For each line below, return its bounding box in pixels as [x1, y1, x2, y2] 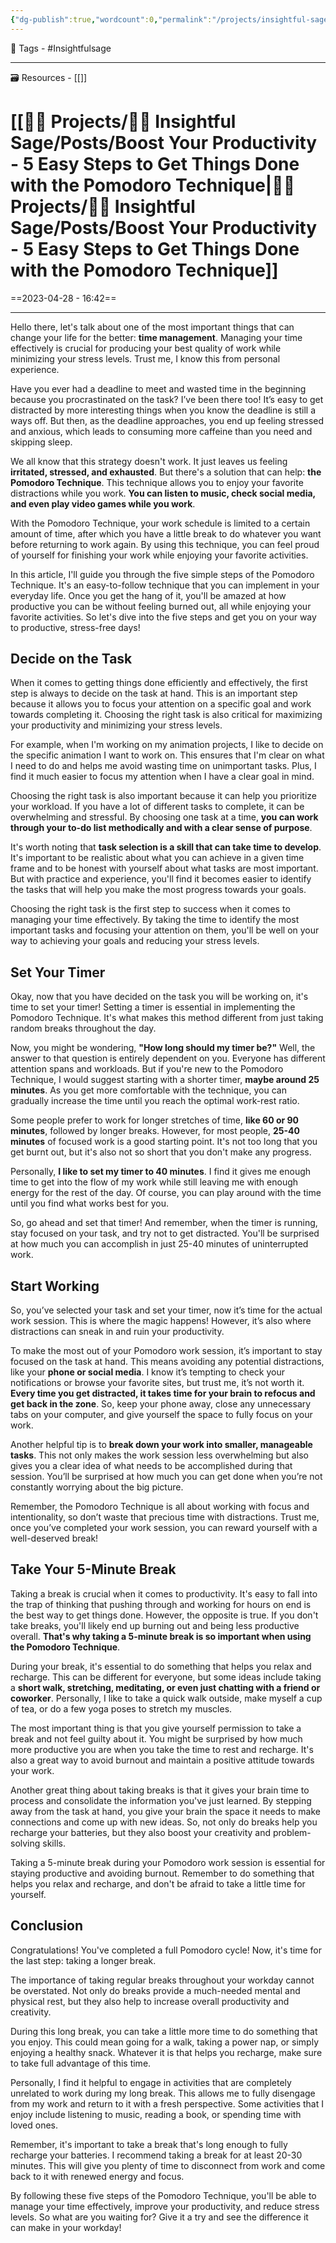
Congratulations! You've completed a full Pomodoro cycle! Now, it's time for [10, 1944, 323, 1956]
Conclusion [10, 1917, 84, 1935]
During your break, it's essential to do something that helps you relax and [10, 1660, 312, 1672]
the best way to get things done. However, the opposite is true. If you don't [10, 1609, 319, 1621]
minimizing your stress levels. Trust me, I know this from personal [10, 352, 281, 365]
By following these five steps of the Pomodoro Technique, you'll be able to [10, 2189, 317, 2201]
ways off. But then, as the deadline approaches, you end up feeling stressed [10, 414, 325, 426]
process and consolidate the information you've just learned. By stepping [10, 1794, 312, 1806]
